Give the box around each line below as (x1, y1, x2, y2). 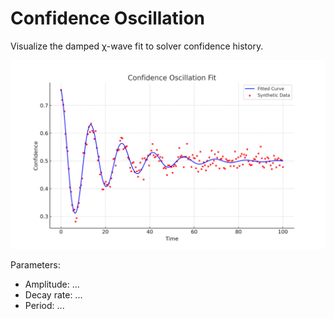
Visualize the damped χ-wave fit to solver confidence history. (10, 40, 264, 52)
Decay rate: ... (24, 289, 83, 301)
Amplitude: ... (24, 278, 80, 291)
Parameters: (10, 259, 61, 271)
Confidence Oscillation (10, 7, 206, 30)
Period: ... (24, 300, 65, 312)
